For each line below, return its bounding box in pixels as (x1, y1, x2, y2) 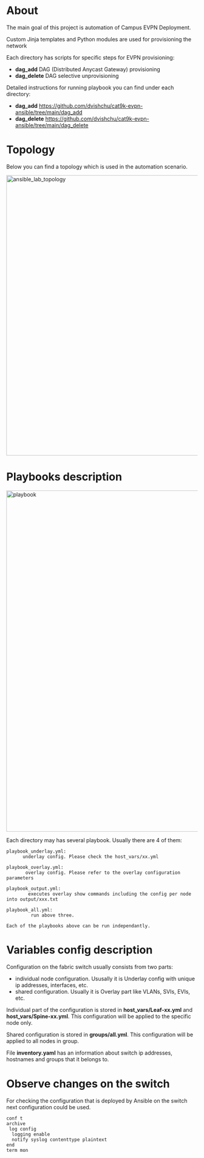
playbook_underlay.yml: (6, 848, 67, 854)
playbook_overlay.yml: (6, 864, 64, 870)
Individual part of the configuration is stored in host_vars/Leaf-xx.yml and (6, 1006, 193, 1013)
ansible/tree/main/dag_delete (15, 121, 89, 128)
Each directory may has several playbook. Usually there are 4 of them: (6, 836, 182, 843)
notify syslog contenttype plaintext (12, 1136, 107, 1143)
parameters (6, 874, 34, 881)
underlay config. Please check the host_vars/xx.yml (22, 853, 159, 860)
